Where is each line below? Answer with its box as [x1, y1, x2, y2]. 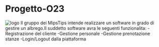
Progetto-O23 [5, 3, 64, 15]
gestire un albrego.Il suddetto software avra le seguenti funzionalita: [5, 25, 147, 31]
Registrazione [5, 30, 34, 36]
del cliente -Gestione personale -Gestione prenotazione [34, 30, 150, 36]
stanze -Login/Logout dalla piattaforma [5, 36, 87, 42]
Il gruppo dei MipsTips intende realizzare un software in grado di [20, 20, 154, 26]
